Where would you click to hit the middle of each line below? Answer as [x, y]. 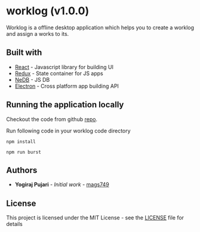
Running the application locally [65, 105]
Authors [22, 170]
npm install [21, 141]
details [14, 224]
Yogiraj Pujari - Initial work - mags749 [62, 185]
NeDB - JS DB [32, 79]
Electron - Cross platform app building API [67, 86]
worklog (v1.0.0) [48, 11]
